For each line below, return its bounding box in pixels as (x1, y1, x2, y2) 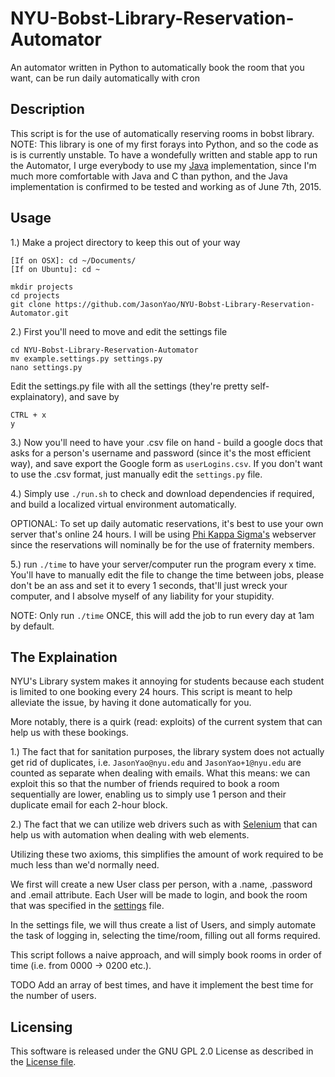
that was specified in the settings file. (10, 900, 165, 912)
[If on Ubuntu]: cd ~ (10, 264, 101, 274)
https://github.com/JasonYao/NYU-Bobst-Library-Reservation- (54, 299, 315, 309)
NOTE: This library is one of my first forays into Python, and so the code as (10, 138, 319, 150)
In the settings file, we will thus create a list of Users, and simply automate (10, 919, 317, 931)
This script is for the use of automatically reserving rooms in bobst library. (10, 127, 315, 139)
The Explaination (10, 648, 118, 666)
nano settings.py (10, 362, 83, 372)
